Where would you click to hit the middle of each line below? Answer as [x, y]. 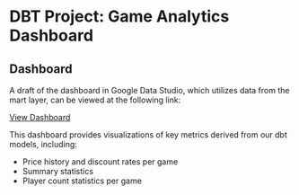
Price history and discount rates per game [100, 162]
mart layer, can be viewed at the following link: [95, 100]
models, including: [44, 144]
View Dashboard [40, 117]
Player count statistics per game [82, 181]
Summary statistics [58, 171]
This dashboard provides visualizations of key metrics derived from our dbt [148, 135]
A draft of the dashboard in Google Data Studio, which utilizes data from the [149, 90]
